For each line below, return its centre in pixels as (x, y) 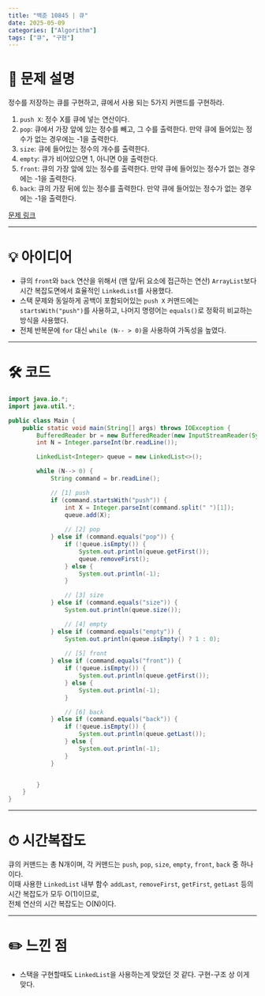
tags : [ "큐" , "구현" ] (41, 38)
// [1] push (70, 492)
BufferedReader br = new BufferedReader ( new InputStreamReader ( (144, 436)
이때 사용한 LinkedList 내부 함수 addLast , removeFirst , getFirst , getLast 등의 (131, 884)
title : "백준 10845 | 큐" (48, 15)
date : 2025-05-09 (37, 23)
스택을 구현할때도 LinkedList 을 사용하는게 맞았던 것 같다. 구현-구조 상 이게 (134, 975)
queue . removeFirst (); (114, 559)
